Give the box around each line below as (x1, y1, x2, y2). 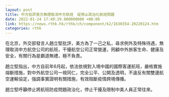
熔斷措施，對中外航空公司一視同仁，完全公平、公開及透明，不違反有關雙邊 (5, 69, 159, 75)
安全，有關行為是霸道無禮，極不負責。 (5, 53, 84, 59)
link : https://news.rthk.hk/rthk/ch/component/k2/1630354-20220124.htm (5, 21, 158, 26)
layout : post (5, 7, 33, 12)
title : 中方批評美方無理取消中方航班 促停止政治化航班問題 (5, 12, 115, 17)
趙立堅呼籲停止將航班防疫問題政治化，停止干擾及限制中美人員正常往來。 (5, 86, 155, 92)
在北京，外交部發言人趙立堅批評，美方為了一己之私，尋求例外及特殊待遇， (5, 40, 159, 46)
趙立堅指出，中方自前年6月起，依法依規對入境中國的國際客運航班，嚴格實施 (5, 63, 162, 69)
